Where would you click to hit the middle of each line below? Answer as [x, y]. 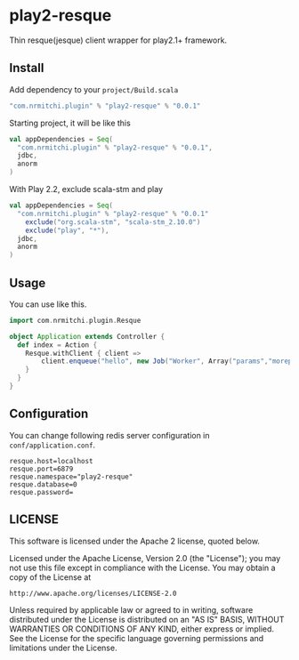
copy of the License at [50, 577]
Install [27, 68]
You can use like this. [48, 304]
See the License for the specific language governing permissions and [137, 638]
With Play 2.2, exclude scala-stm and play [86, 189]
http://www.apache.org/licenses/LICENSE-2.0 [93, 593]
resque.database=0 [43, 484]
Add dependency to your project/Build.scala [94, 89]
